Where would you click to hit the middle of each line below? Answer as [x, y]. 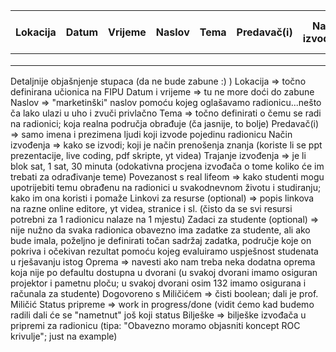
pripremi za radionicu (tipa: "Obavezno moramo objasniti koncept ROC [155, 325]
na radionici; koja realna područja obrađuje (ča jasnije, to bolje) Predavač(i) [165, 123]
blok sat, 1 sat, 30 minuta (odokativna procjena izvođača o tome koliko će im [167, 166]
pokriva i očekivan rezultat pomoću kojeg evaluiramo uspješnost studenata [164, 251]
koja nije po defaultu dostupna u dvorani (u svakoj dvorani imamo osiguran [164, 272]
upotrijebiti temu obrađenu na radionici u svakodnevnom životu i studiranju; [166, 187]
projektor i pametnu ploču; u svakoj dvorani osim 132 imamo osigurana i [158, 283]
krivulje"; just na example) [64, 336]
